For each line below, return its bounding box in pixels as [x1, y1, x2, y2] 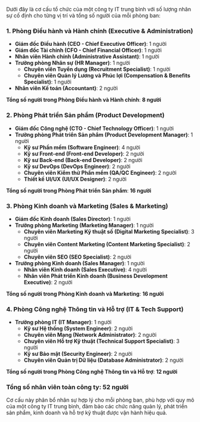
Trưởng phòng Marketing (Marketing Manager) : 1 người [14, 221, 154, 229]
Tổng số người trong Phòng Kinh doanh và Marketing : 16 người [6, 290, 164, 297]
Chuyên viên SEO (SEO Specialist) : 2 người [23, 253, 131, 260]
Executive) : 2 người [23, 278, 73, 286]
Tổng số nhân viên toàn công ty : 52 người [6, 383, 129, 392]
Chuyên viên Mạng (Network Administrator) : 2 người [23, 331, 157, 339]
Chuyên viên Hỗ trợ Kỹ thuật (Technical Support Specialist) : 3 [23, 337, 180, 345]
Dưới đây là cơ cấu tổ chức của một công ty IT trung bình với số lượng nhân [6, 6, 191, 13]
